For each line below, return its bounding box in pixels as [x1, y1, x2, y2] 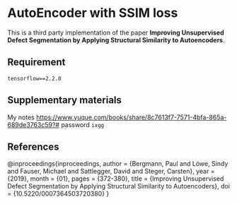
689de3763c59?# [7, 120, 60, 128]
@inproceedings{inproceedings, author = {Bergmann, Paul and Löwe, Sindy [7, 160, 229, 168]
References [7, 140, 59, 152]
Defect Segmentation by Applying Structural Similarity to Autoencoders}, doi [7, 182, 230, 191]
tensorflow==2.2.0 [7, 75, 62, 82]
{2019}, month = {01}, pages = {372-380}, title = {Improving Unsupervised [7, 174, 224, 183]
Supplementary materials [7, 94, 122, 107]
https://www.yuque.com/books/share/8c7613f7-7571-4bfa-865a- [36, 113, 227, 121]
